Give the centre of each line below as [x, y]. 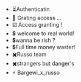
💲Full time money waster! [44, 47]
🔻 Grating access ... [37, 18]
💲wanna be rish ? [34, 40]
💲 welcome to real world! [43, 33]
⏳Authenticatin [31, 9]
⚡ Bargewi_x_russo [36, 73]
